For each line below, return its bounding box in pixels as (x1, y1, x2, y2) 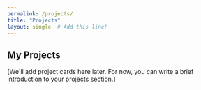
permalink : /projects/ (7, 10, 73, 17)
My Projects (7, 49, 61, 61)
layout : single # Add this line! (7, 23, 108, 30)
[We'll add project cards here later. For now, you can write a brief (7, 68, 194, 76)
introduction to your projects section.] (7, 75, 117, 84)
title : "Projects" (7, 17, 61, 24)
